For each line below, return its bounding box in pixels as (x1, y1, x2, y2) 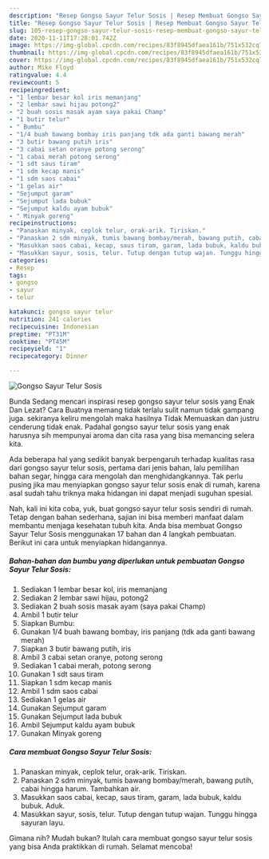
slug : (9, 26, 27, 34)
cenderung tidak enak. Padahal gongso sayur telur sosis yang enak (9, 422, 230, 431)
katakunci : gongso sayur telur (9, 308, 113, 316)
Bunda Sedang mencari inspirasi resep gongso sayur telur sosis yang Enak (9, 396, 255, 406)
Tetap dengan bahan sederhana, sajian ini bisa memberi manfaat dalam (9, 512, 244, 522)
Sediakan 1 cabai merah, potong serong (20, 660, 152, 670)
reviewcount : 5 (9, 78, 60, 86)
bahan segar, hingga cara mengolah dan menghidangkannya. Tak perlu (9, 471, 243, 481)
